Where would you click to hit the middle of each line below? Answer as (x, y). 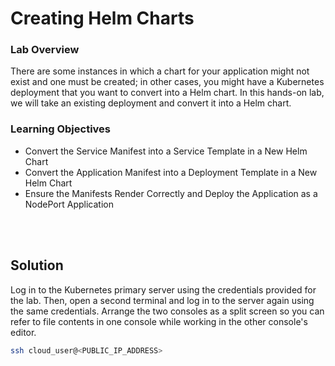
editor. (23, 332)
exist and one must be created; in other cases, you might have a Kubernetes (167, 82)
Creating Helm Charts (102, 18)
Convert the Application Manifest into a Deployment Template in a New (171, 172)
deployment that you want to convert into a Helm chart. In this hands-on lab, (167, 93)
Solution (37, 265)
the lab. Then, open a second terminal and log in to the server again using (162, 300)
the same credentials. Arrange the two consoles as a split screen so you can (167, 311)
